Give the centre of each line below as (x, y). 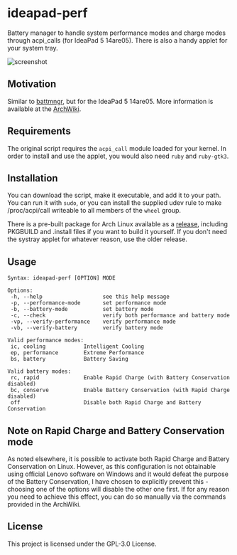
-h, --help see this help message (90, 297)
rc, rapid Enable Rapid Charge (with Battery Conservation (120, 378)
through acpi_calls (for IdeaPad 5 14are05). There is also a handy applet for (117, 40)
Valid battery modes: (39, 371)
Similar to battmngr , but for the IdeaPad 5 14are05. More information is (110, 101)
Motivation (32, 84)
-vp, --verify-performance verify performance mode (93, 322)
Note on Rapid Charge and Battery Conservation (116, 431)
